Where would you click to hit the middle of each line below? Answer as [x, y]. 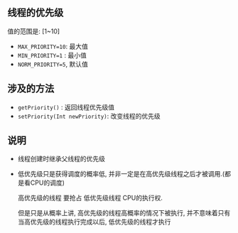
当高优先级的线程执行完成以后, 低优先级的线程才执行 [94, 222]
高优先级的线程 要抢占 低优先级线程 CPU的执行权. [90, 198]
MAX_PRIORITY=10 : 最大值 [53, 46]
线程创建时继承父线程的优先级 [61, 159]
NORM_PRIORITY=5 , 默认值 [53, 64]
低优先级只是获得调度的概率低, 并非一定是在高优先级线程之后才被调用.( [121, 174]
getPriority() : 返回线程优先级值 [66, 107]
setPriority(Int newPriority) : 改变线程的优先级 [89, 116]
